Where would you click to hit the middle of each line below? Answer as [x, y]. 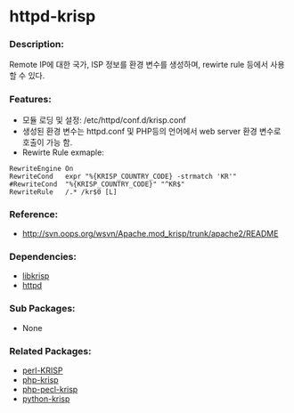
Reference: [34, 214]
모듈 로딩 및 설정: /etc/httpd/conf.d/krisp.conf [104, 120]
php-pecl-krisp [50, 389]
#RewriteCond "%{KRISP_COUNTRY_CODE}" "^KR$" [97, 184]
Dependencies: [43, 257]
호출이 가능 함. [47, 142]
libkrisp [36, 276]
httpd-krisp [53, 16]
